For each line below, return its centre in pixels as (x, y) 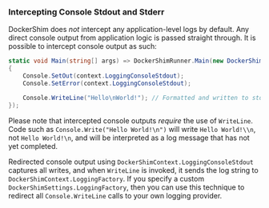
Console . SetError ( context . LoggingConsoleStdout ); (107, 83)
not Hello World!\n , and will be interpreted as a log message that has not (129, 138)
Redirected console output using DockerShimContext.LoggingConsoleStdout (131, 162)
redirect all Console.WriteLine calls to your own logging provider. (115, 195)
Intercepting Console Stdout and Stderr (86, 12)
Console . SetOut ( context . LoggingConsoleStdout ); (103, 76)
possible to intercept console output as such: (83, 46)
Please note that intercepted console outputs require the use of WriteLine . (131, 120)
